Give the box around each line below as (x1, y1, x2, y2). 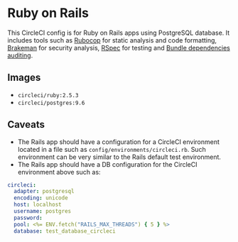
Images (7, 72, 41, 84)
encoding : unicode (13, 194, 69, 202)
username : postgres (13, 208, 72, 215)
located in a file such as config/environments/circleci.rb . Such (17, 145, 206, 153)
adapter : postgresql (13, 188, 75, 195)
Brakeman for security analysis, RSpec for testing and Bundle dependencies (7, 43, 231, 52)
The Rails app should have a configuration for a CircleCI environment (17, 137, 220, 146)
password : (13, 214, 43, 221)
